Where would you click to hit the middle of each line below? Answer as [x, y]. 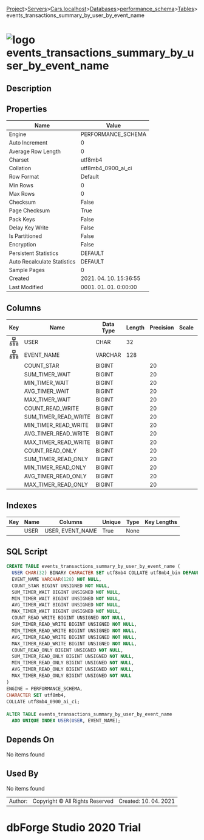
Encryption [22, 245]
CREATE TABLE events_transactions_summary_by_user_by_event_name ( [93, 567]
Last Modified [26, 287]
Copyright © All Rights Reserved [73, 801]
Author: [18, 801]
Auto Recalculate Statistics [42, 261]
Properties [27, 109]
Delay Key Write [29, 228]
